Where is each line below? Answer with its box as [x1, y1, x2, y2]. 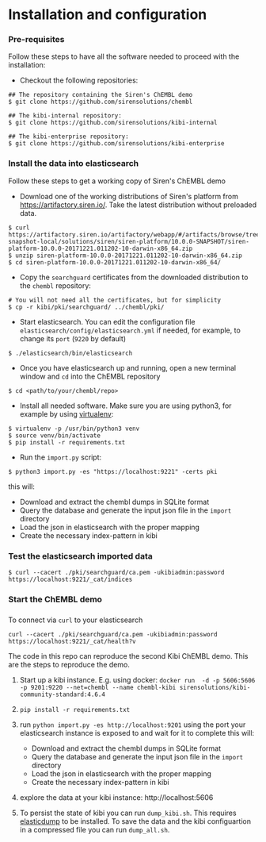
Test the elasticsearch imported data [8, 550, 153, 561]
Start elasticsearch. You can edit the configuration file [19, 317, 196, 326]
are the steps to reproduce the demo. [8, 659, 131, 669]
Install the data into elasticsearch [8, 158, 139, 169]
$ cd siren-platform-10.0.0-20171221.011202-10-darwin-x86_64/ [8, 258, 222, 267]
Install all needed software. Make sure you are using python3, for [19, 401, 232, 410]
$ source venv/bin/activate [8, 431, 101, 440]
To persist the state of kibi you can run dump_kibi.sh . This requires [19, 808, 237, 817]
